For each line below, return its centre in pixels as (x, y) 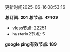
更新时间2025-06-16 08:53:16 (35, 7)
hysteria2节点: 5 (28, 34)
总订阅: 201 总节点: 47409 (32, 17)
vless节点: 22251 (29, 28)
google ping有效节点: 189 (31, 44)
